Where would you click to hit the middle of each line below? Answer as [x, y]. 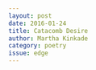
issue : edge [28, 53]
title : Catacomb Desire [48, 31]
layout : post [30, 16]
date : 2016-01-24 [38, 23]
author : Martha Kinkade [48, 38]
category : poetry [38, 46]
